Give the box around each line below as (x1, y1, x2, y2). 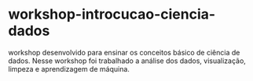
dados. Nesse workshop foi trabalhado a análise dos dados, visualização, (8, 56, 246, 65)
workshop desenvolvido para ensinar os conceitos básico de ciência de (8, 48, 240, 57)
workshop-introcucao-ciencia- (8, 5, 216, 23)
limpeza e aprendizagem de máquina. (8, 64, 130, 73)
